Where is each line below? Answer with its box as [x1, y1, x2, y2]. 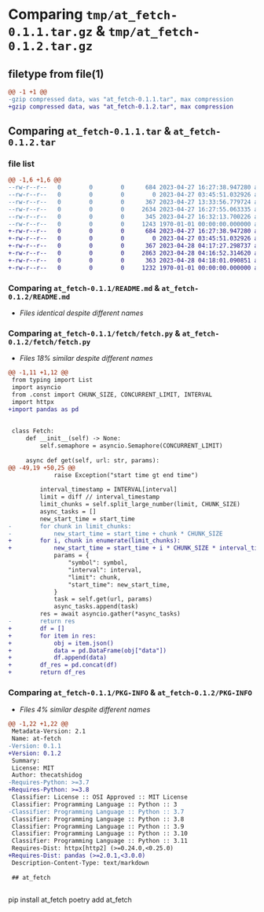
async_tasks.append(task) [53, 603, 139, 611]
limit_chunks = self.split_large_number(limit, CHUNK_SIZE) [39, 501, 241, 509]
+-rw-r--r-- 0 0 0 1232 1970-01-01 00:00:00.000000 [8, 263, 251, 272]
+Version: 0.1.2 [8, 749, 61, 757]
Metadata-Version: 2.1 [11, 727, 86, 736]
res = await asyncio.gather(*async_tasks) [39, 610, 181, 618]
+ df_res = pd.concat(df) [8, 661, 118, 669]
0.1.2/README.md [8, 292, 71, 301]
